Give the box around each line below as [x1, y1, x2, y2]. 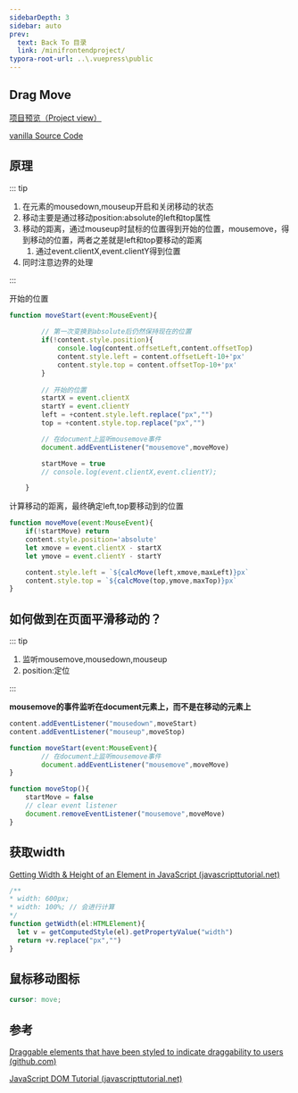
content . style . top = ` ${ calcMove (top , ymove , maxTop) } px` [25, 576, 238, 585]
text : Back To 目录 [17, 37, 87, 47]
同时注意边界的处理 [21, 256, 94, 268]
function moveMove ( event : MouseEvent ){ [9, 518, 153, 527]
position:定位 [21, 666, 70, 676]
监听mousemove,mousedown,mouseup [21, 654, 168, 665]
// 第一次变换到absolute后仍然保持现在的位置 [41, 327, 192, 336]
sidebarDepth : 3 [9, 12, 70, 22]
